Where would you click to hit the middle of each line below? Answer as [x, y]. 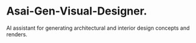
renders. [17, 34]
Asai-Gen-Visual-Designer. [77, 11]
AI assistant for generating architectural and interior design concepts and [98, 28]
